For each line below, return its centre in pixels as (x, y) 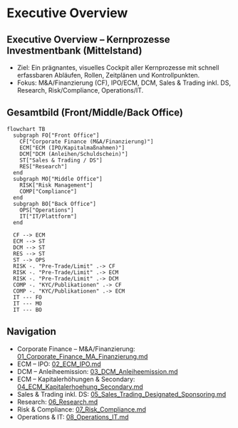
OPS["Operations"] (47, 210)
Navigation (31, 332)
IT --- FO (27, 297)
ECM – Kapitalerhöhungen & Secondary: (76, 379)
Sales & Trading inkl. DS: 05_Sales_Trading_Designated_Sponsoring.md (121, 394)
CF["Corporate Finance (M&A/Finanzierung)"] (87, 141)
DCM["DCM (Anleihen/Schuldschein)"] (74, 154)
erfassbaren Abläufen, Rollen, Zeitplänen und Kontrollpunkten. (108, 75)
